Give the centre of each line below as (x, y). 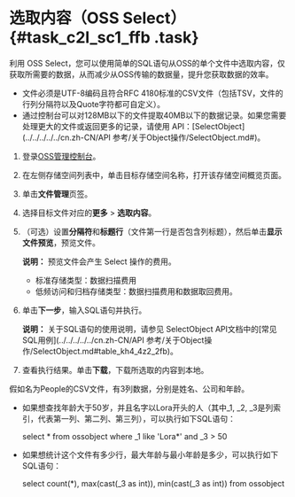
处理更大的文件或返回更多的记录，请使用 (96, 126)
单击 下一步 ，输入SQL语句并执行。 (84, 310)
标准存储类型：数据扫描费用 (86, 280)
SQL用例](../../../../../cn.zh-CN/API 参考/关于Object (113, 340)
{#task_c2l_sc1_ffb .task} (104, 38)
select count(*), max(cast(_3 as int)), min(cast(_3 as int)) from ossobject (153, 483)
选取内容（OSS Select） (97, 18)
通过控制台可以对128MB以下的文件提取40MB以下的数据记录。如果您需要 (154, 115)
